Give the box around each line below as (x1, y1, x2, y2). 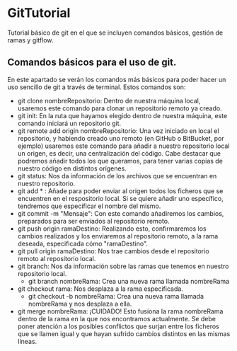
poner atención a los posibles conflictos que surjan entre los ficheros (17, 322, 219, 330)
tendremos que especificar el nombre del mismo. (17, 202, 161, 210)
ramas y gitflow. (7, 35, 54, 44)
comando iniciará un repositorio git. (17, 119, 122, 127)
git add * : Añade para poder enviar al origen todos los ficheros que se (17, 186, 224, 195)
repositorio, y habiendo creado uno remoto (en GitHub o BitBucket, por (17, 134, 224, 142)
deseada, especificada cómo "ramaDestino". (17, 239, 149, 248)
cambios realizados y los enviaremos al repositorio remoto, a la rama (17, 231, 219, 240)
